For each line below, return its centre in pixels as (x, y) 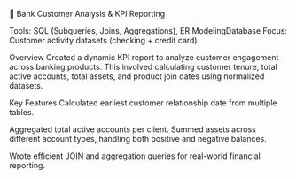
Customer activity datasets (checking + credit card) (103, 40)
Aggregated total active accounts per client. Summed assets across (133, 129)
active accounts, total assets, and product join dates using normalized (137, 76)
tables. (22, 112)
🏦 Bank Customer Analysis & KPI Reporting (87, 14)
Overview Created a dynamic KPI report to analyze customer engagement (144, 57)
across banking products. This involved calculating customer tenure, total (143, 67)
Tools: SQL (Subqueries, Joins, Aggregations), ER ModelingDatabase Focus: (148, 31)
